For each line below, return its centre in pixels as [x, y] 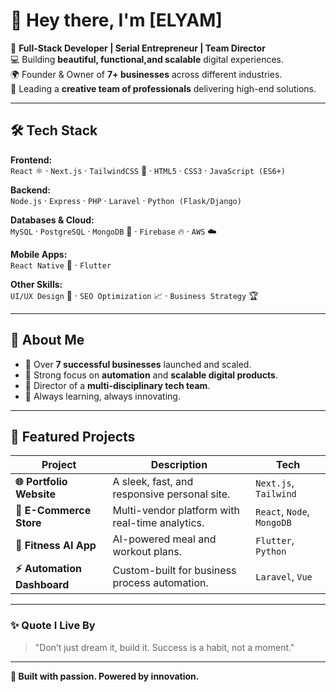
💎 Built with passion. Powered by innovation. [105, 676]
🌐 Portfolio [41, 482]
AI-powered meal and [164, 539]
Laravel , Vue [284, 576]
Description [179, 465]
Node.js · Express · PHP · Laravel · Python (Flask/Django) [126, 200]
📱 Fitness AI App [56, 546]
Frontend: [31, 160]
